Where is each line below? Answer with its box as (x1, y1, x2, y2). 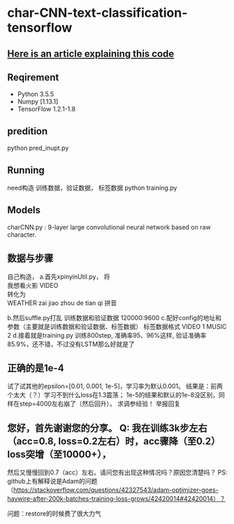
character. (7, 230, 37, 239)
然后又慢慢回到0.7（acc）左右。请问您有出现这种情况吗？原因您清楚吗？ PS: (7, 468, 228, 477)
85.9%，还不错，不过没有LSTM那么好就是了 (7, 340, 135, 348)
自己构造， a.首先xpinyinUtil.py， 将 (7, 272, 110, 281)
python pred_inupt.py (7, 144, 69, 152)
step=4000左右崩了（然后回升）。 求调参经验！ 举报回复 (19, 399, 181, 408)
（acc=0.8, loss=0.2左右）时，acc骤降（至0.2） (7, 435, 221, 447)
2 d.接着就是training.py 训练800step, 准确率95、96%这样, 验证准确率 (7, 331, 207, 339)
